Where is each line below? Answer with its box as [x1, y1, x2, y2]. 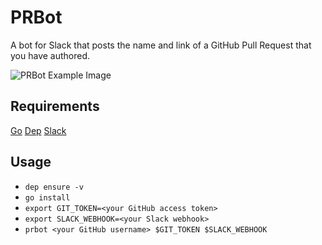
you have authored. [10, 49, 91, 61]
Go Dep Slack [10, 124, 67, 136]
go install [24, 192, 71, 203]
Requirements [10, 98, 100, 115]
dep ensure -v [24, 182, 84, 192]
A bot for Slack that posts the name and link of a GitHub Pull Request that [10, 39, 312, 51]
